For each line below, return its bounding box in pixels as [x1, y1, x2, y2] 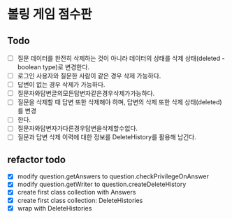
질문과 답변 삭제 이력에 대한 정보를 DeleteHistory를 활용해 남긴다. [17, 133, 197, 141]
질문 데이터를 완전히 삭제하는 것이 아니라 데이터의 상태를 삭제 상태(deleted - [17, 54, 225, 62]
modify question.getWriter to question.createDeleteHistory [17, 180, 187, 189]
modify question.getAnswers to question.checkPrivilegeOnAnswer [17, 172, 210, 181]
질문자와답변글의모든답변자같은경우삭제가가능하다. [17, 89, 155, 98]
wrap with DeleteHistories [17, 204, 92, 212]
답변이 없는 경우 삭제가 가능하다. [17, 80, 106, 89]
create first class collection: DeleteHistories [17, 196, 143, 204]
